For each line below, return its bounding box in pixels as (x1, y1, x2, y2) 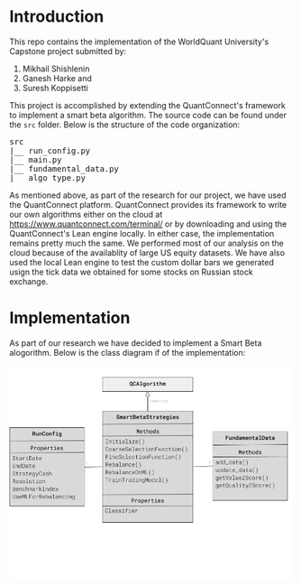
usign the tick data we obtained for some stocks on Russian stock (9, 266, 254, 277)
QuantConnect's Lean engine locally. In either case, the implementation (9, 228, 275, 238)
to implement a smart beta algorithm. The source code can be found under (9, 109, 287, 120)
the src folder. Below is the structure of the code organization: (9, 119, 241, 130)
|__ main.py (9, 154, 62, 164)
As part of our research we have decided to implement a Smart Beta (9, 337, 262, 349)
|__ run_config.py (9, 145, 91, 155)
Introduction (9, 6, 105, 27)
